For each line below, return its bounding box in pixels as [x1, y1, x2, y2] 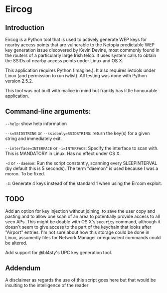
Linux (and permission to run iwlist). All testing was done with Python [5, 73, 147, 78]
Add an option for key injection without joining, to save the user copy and [5, 208, 156, 214]
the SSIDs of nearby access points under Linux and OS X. [5, 58, 124, 63]
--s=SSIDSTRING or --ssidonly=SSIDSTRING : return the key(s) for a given [5, 130, 150, 136]
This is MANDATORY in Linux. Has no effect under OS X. [5, 150, 121, 156]
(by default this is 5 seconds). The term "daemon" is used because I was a [5, 165, 159, 171]
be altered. [5, 240, 27, 246]
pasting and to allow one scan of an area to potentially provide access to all [5, 213, 161, 219]
